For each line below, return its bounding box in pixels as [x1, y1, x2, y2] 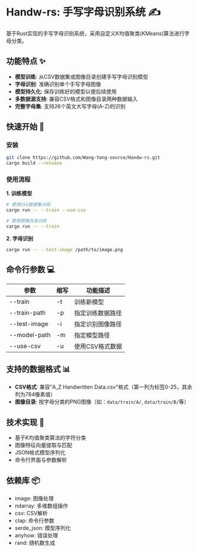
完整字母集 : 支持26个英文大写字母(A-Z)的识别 [14, 102, 126, 110]
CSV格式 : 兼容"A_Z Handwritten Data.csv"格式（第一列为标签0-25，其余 [14, 383, 193, 391]
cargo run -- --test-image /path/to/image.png [6, 246, 123, 252]
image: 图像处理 [14, 495, 55, 502]
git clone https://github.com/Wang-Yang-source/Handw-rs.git [6, 155, 161, 161]
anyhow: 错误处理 [14, 532, 58, 539]
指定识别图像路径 [74, 320, 122, 328]
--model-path [9, 330, 51, 339]
